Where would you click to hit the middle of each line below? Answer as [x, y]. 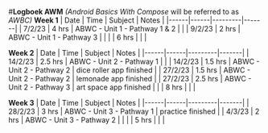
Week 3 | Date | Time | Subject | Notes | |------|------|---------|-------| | [129, 103]
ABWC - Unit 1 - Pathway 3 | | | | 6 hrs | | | [78, 37]
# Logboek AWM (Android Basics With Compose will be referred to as [124, 12]
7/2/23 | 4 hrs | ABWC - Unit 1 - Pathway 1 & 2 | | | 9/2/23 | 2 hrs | [132, 29]
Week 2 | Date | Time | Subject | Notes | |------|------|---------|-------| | [129, 53]
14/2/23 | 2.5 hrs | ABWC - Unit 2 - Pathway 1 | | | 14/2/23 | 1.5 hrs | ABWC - [134, 61]
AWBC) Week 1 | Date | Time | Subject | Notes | [87, 20]
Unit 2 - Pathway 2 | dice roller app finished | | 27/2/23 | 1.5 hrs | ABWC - [130, 70]
